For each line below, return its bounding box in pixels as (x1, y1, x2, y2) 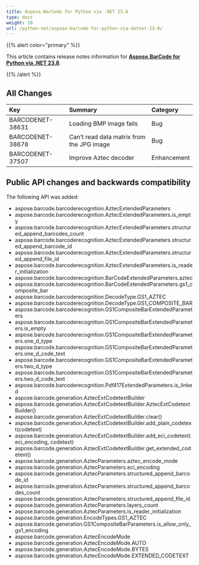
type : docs (6, 14, 33, 20)
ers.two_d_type (14, 362, 52, 370)
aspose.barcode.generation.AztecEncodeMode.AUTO (14, 539, 147, 547)
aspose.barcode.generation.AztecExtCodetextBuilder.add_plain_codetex (14, 419, 192, 427)
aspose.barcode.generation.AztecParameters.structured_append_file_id (14, 495, 191, 502)
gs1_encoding (14, 526, 49, 534)
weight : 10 (6, 20, 33, 26)
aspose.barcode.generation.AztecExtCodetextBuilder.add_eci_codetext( (14, 432, 191, 439)
